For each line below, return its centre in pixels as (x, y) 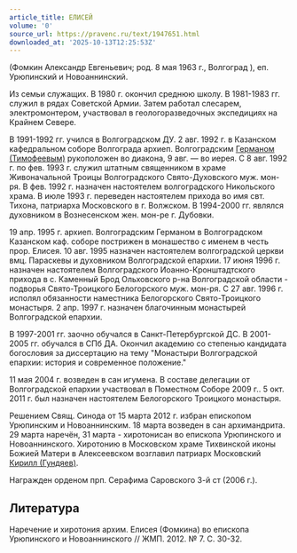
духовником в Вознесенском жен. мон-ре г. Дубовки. (112, 215)
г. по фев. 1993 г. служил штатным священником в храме (117, 168)
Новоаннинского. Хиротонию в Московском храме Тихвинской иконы (143, 444)
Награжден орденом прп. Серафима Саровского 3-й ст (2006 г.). (133, 480)
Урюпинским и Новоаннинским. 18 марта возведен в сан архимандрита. (147, 425)
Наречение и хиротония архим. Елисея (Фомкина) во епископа (129, 530)
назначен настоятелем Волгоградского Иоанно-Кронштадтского (132, 270)
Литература (44, 508)
